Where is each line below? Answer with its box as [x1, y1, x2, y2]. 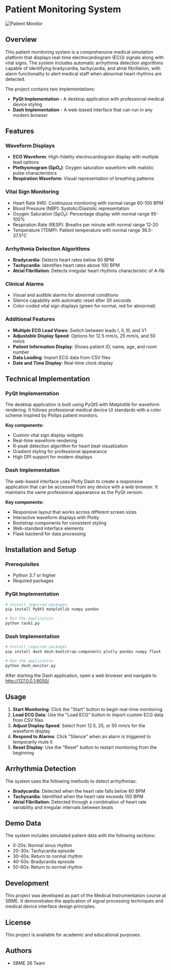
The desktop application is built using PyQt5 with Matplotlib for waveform [5, 401, 160, 408]
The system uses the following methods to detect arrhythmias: [5, 778, 137, 784]
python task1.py [5, 621, 40, 626]
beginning [12, 749, 34, 755]
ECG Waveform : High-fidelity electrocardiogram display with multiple [12, 154, 159, 160]
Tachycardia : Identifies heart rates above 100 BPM [12, 262, 120, 269]
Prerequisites [5, 560, 39, 567]
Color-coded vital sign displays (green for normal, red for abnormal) [12, 303, 156, 309]
